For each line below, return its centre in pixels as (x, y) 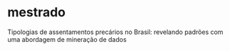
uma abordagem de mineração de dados (67, 39)
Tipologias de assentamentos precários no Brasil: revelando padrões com (115, 32)
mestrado (37, 12)
